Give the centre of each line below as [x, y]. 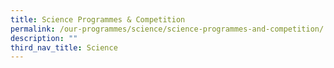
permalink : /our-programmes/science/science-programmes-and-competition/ [167, 29]
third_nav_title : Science [64, 47]
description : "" [44, 38]
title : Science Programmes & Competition [98, 19]
